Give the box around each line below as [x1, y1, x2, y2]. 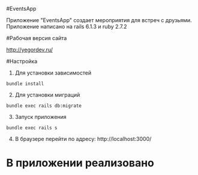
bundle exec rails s [6, 125, 58, 131]
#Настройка [6, 58, 38, 65]
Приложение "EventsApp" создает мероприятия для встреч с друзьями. [6, 17, 192, 23]
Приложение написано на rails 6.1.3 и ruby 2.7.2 [6, 23, 127, 30]
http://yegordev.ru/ [6, 46, 53, 53]
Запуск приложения [14, 113, 67, 120]
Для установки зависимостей [14, 69, 92, 76]
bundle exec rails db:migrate [6, 103, 82, 109]
